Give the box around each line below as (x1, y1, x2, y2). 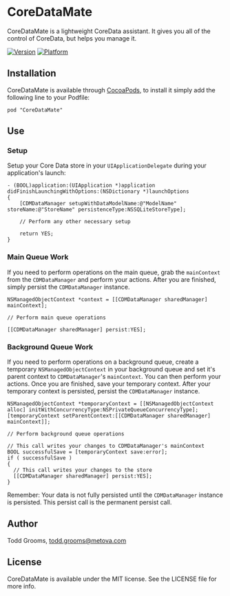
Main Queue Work (7, 252, 69, 262)
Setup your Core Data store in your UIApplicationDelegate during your (7, 161, 207, 169)
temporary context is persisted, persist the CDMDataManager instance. (7, 387, 200, 395)
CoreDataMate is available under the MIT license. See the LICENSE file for (7, 575, 217, 583)
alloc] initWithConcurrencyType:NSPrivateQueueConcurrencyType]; (7, 407, 198, 413)
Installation (7, 68, 56, 79)
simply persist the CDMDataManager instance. (7, 282, 130, 291)
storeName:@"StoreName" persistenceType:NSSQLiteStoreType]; (7, 206, 187, 214)
